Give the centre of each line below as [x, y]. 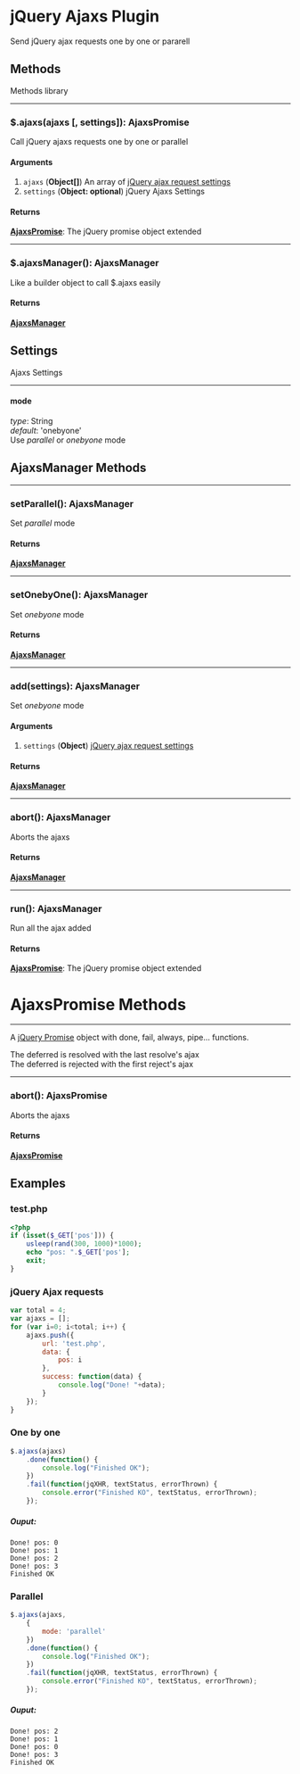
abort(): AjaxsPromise [59, 1096]
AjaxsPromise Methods [98, 1004]
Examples [38, 1184]
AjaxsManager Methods [78, 468]
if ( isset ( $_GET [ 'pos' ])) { [62, 1236]
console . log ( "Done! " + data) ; [112, 1385]
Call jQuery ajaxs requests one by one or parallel [99, 142]
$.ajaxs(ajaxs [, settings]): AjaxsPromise [100, 122]
